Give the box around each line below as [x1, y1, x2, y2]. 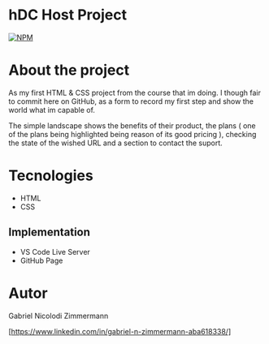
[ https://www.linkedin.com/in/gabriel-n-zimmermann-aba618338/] [8, 326, 232, 336]
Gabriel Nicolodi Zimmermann [8, 311, 109, 320]
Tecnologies [8, 166, 93, 185]
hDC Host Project [8, 6, 128, 24]
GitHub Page [20, 256, 63, 265]
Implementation [8, 226, 91, 239]
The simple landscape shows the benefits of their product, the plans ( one [8, 120, 256, 131]
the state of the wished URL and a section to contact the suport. [8, 138, 223, 148]
